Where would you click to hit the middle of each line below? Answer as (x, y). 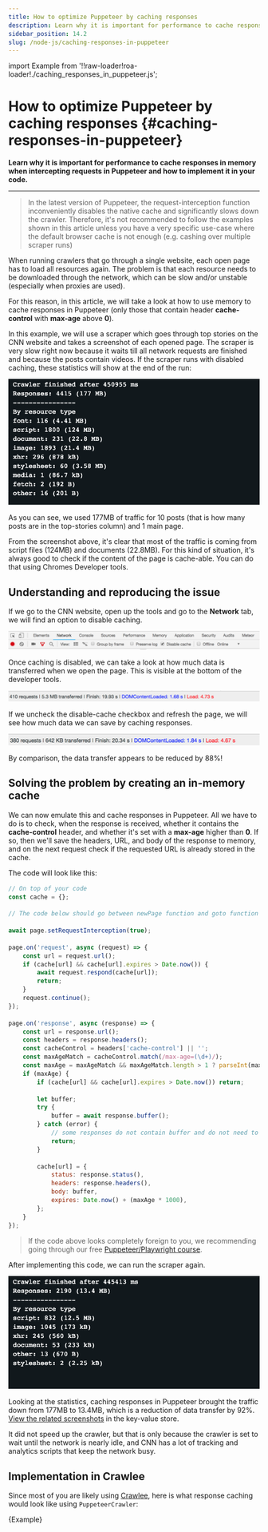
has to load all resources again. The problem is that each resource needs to (132, 269)
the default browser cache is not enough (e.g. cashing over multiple (139, 236)
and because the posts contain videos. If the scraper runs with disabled (126, 359)
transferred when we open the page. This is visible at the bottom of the (125, 670)
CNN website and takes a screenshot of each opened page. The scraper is (131, 343)
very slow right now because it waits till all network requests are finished (128, 351)
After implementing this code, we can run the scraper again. (107, 1264)
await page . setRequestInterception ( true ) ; (80, 931)
